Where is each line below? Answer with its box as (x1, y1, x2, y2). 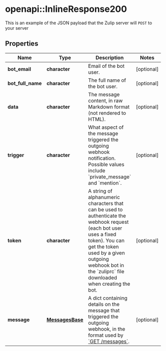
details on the (88, 301, 120, 307)
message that (88, 307, 120, 314)
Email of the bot (88, 62, 125, 69)
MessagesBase (46, 316, 83, 323)
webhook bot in (88, 261, 124, 268)
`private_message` (88, 173, 131, 180)
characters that (88, 200, 124, 206)
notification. (88, 154, 116, 161)
